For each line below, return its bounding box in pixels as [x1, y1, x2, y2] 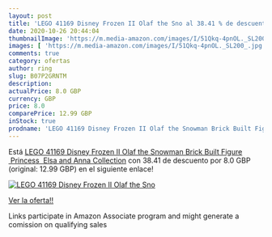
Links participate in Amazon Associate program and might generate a [8, 211, 240, 221]
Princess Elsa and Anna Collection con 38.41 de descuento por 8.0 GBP [10, 155, 251, 165]
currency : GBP [8, 95, 57, 103]
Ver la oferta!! [8, 195, 54, 205]
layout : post [8, 11, 53, 20]
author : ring [8, 65, 53, 73]
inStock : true [8, 117, 57, 125]
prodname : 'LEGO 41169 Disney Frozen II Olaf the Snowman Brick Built [8, 125, 252, 133]
